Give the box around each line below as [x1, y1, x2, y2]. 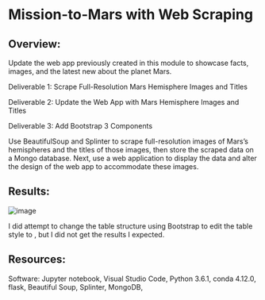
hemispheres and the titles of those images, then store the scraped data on [8, 145, 254, 154]
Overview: [8, 37, 61, 51]
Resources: [8, 252, 66, 267]
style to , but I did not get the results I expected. [8, 229, 165, 239]
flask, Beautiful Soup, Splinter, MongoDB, [8, 282, 144, 291]
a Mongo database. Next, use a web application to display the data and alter [8, 153, 258, 163]
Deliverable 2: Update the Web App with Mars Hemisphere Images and [8, 98, 240, 106]
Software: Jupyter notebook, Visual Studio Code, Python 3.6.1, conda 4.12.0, [8, 274, 256, 283]
